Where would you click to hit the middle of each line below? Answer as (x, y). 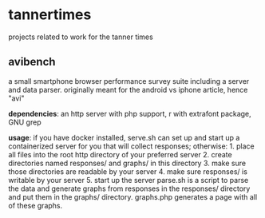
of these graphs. (36, 205)
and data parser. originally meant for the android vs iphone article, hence (128, 89)
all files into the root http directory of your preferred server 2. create (121, 154)
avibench (32, 62)
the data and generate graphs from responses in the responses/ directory (129, 188)
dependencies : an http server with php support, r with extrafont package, (130, 113)
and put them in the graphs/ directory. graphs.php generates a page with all (133, 196)
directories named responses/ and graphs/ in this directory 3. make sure (127, 163)
